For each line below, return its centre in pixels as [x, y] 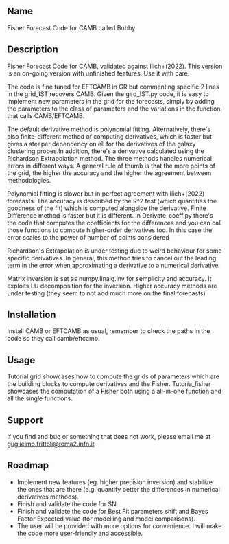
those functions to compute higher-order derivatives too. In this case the [110, 230]
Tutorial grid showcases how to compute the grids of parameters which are [113, 376]
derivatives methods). [48, 497]
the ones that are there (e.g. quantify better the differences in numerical [119, 489]
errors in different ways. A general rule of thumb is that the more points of [111, 166]
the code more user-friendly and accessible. [80, 533]
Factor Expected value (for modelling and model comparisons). [106, 519]
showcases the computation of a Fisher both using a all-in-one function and [114, 392]
